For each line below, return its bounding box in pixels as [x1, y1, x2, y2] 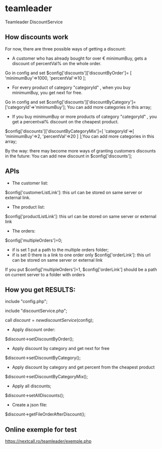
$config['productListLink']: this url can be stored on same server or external [5, 213, 157, 219]
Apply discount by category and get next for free [12, 346, 110, 351]
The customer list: [12, 180, 48, 186]
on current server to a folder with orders [5, 271, 85, 277]
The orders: [12, 228, 36, 233]
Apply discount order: [12, 327, 56, 333]
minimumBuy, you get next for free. [12, 89, 83, 95]
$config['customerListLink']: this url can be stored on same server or [5, 189, 143, 195]
